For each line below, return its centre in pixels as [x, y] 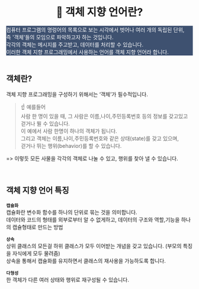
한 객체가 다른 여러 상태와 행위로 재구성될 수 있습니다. [68, 280]
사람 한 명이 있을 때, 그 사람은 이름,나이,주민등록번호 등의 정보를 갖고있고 [104, 116]
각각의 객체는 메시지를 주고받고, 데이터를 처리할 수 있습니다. [75, 45]
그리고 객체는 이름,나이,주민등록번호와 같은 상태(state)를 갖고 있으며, [99, 138]
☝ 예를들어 [33, 107]
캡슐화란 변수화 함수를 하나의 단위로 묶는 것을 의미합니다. [72, 212]
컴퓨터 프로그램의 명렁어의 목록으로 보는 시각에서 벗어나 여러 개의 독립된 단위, [95, 30]
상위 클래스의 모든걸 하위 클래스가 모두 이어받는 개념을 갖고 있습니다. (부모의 [94, 246]
